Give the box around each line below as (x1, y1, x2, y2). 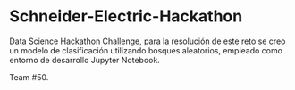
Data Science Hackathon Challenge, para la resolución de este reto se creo (9, 36, 286, 46)
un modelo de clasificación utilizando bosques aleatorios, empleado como (9, 45, 283, 55)
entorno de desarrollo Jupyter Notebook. (9, 54, 161, 65)
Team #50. (9, 71, 49, 82)
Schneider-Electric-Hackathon (9, 6, 243, 27)
